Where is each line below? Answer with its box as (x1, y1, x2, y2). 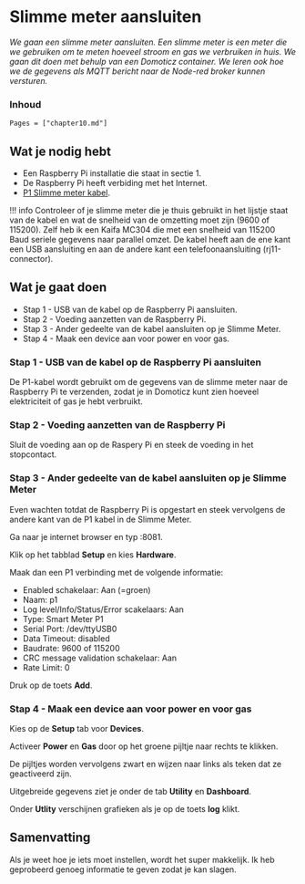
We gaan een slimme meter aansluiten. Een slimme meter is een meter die (9, 36, 288, 47)
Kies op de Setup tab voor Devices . (9, 723, 144, 734)
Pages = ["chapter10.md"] (9, 119, 107, 129)
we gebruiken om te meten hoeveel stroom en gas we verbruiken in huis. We (9, 46, 297, 57)
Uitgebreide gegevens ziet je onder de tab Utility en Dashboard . (9, 786, 252, 797)
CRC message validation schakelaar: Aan (22, 652, 178, 663)
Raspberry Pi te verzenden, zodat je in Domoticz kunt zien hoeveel (9, 386, 259, 398)
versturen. (9, 75, 48, 86)
